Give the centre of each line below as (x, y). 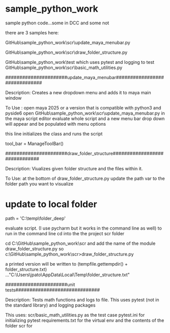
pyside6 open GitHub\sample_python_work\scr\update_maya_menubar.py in (85, 113)
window (13, 98)
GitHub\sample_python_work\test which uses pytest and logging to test (80, 62)
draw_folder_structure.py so (35, 248)
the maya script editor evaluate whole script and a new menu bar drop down (85, 118)
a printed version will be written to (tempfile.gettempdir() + (66, 264)
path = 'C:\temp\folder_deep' (36, 218)
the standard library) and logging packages (50, 305)
